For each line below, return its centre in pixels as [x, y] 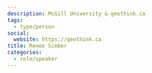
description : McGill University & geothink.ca [76, 14]
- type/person [34, 26]
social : [19, 33]
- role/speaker [36, 59]
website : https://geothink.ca [57, 40]
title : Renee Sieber [37, 46]
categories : [25, 53]
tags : [15, 20]
